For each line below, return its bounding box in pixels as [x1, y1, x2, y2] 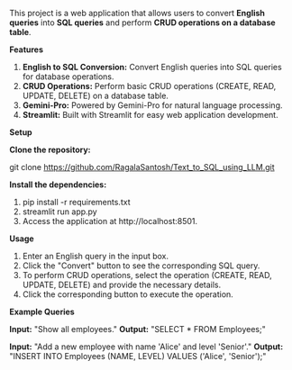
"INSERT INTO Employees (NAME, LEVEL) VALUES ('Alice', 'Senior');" [9, 351, 267, 361]
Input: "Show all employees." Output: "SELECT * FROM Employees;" [9, 324, 266, 334]
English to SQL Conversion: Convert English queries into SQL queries [22, 62, 282, 72]
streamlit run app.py [22, 206, 97, 217]
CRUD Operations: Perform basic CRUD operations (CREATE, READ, [22, 81, 277, 91]
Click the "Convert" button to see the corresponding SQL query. [22, 260, 260, 271]
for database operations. [22, 71, 114, 82]
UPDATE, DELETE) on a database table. [22, 90, 169, 101]
